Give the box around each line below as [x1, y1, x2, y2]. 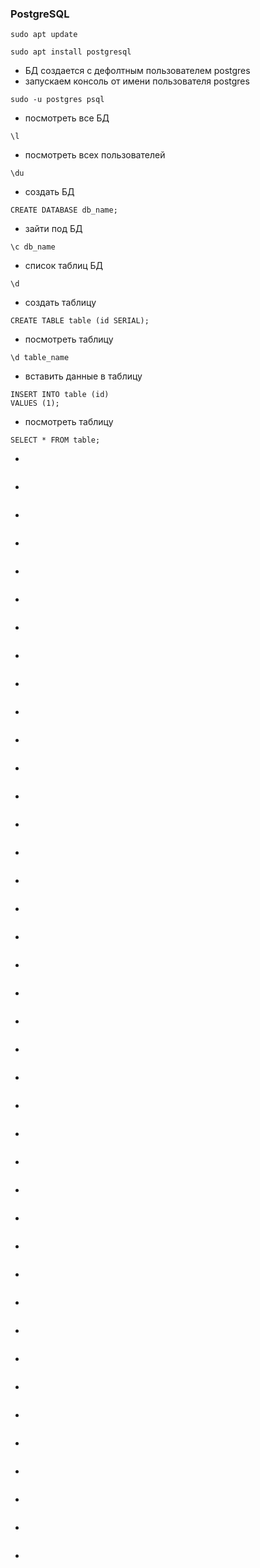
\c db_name [10, 242, 56, 252]
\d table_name [10, 353, 70, 363]
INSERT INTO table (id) [10, 390, 110, 400]
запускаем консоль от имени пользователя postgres [24, 75, 250, 87]
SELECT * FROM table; [10, 435, 101, 446]
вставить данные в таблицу [24, 370, 143, 382]
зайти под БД [24, 223, 83, 235]
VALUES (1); [10, 398, 60, 409]
